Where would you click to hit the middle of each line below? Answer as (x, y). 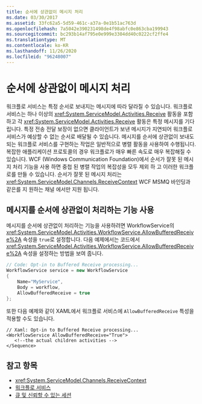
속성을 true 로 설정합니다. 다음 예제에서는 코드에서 (82, 239)
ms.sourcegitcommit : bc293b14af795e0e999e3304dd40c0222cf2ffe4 (87, 34)
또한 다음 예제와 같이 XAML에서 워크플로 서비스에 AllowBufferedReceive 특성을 (100, 311)
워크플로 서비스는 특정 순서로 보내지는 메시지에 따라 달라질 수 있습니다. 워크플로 (99, 106)
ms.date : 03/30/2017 (32, 17)
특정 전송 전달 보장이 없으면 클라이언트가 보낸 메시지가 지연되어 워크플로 (108, 129)
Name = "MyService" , (40, 282)
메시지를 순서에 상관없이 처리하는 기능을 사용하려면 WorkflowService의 (90, 226)
